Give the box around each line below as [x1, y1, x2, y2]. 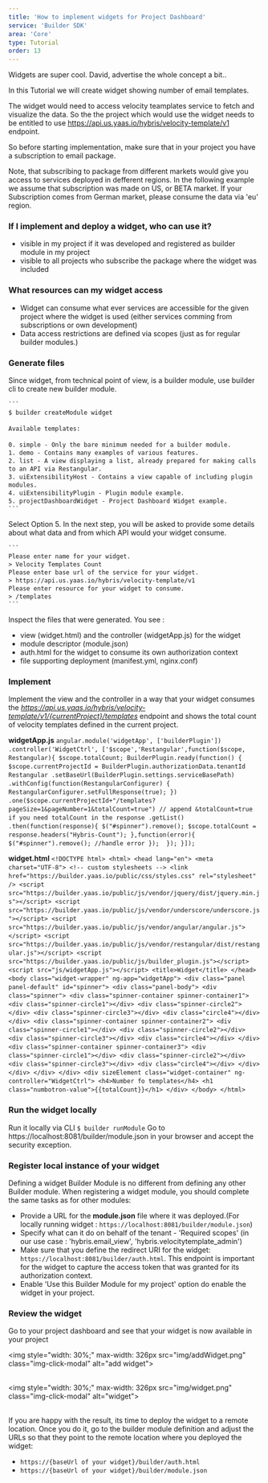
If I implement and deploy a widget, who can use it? [8, 221, 212, 232]
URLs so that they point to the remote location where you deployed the [8, 1432, 242, 1443]
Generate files [8, 357, 65, 368]
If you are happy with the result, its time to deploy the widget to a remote [8, 1415, 249, 1425]
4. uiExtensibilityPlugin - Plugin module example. [8, 489, 185, 498]
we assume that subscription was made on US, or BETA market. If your [8, 183, 242, 193]
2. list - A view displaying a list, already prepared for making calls [8, 457, 257, 466]
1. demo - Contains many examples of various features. [8, 449, 199, 458]
